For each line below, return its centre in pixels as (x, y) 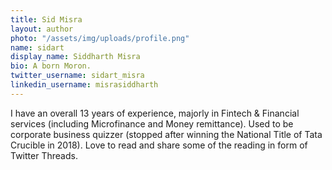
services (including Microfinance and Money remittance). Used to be (152, 123)
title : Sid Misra (46, 19)
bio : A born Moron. (51, 66)
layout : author (42, 29)
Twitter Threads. (44, 155)
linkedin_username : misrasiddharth (84, 85)
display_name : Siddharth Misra (75, 57)
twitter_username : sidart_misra (77, 76)
